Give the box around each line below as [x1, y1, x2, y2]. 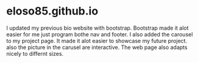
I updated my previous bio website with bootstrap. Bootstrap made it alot [6, 24, 189, 31]
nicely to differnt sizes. [6, 50, 64, 57]
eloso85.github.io [6, 4, 99, 18]
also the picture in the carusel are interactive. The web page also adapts [6, 44, 188, 51]
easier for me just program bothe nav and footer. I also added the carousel [6, 30, 193, 38]
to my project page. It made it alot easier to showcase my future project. [6, 37, 188, 44]
